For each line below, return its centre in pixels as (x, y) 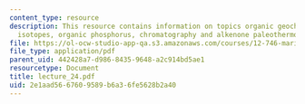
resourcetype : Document (54, 69)
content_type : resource (54, 18)
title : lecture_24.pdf (52, 77)
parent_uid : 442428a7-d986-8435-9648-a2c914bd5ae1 (107, 60)
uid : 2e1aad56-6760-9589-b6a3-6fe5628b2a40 (93, 85)
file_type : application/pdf (63, 52)
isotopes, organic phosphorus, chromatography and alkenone (133, 34)
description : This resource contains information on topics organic (142, 26)
